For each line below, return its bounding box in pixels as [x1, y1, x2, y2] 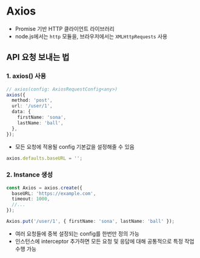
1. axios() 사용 [6, 72, 47, 80]
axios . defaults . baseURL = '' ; [6, 155, 83, 161]
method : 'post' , [12, 97, 53, 104]
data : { [12, 109, 32, 115]
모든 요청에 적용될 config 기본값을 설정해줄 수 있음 [15, 143, 135, 150]
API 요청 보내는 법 [6, 52, 70, 63]
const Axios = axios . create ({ [6, 185, 83, 191]
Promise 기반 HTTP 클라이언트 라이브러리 [15, 25, 115, 32]
